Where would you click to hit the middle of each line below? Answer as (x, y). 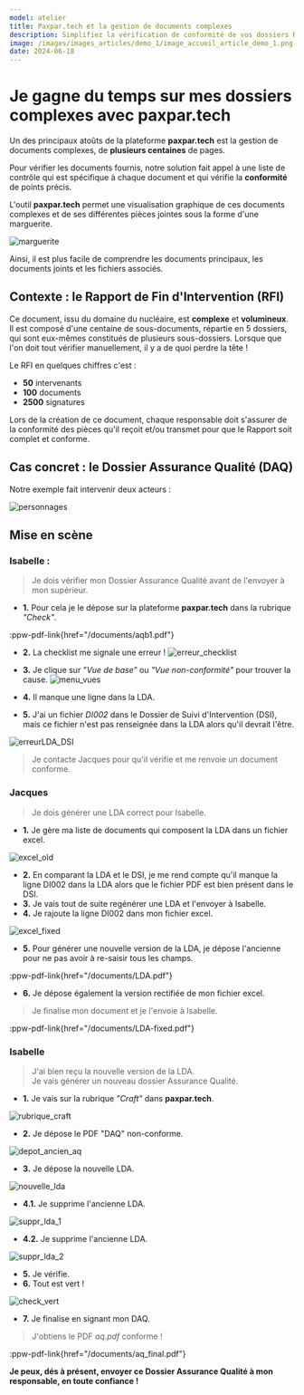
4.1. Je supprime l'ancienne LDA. (84, 1203)
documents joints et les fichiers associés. (86, 269)
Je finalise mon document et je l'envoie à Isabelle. (124, 1010)
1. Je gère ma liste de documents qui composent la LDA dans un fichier (155, 830)
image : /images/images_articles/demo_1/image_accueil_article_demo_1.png (152, 43)
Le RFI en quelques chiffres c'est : (73, 365)
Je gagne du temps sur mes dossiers (151, 96)
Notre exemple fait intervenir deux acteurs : (90, 489)
